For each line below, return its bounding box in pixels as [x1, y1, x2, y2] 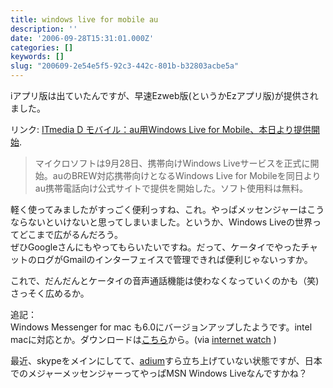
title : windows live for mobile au [10, 14, 159, 25]
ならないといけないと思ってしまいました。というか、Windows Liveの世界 [10, 216, 313, 228]
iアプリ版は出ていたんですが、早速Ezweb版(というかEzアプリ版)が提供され [10, 90, 319, 101]
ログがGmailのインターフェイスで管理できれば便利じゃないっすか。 [36, 254, 313, 265]
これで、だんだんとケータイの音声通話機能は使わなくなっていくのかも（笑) [10, 275, 320, 286]
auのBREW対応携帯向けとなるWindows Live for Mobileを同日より [52, 170, 322, 181]
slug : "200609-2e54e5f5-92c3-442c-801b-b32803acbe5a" [10, 61, 240, 71]
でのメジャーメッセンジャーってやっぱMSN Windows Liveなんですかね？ [10, 367, 308, 379]
